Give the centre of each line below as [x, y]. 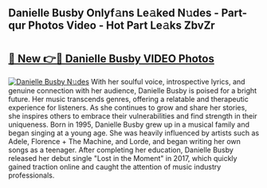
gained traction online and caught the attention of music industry [115, 167]
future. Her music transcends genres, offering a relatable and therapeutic [128, 99]
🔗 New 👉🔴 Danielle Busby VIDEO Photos [112, 59]
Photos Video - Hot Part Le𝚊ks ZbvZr [121, 26]
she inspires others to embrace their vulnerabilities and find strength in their [133, 116]
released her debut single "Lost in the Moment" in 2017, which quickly [123, 158]
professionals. [31, 175]
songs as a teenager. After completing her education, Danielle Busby [121, 150]
